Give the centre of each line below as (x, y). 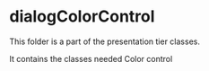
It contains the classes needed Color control (91, 58)
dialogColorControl (82, 17)
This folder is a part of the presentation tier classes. (104, 41)
